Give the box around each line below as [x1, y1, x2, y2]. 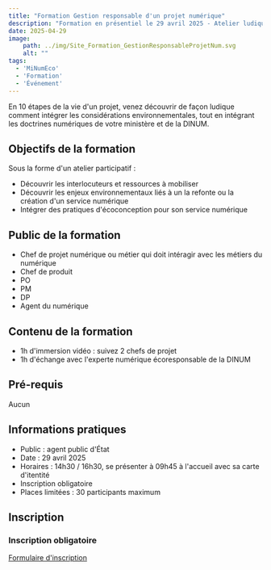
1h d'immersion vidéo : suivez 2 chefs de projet [19, 346, 177, 355]
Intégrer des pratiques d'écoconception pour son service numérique [19, 205, 248, 215]
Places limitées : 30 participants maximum [19, 487, 161, 497]
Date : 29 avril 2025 [19, 453, 86, 463]
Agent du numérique [19, 301, 89, 311]
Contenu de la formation [8, 325, 133, 338]
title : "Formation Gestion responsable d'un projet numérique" [8, 11, 226, 20]
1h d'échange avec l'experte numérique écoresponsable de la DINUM [19, 354, 252, 364]
